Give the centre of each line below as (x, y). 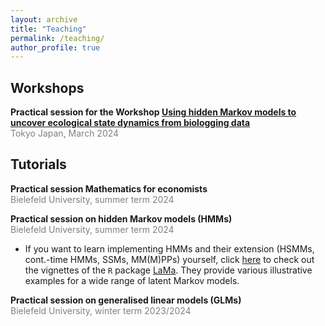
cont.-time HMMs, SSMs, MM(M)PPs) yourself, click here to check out (169, 259)
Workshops (47, 87)
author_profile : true (55, 47)
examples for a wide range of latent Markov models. (132, 280)
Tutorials (38, 164)
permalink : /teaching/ (57, 38)
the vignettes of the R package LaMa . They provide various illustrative (168, 270)
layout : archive (44, 19)
